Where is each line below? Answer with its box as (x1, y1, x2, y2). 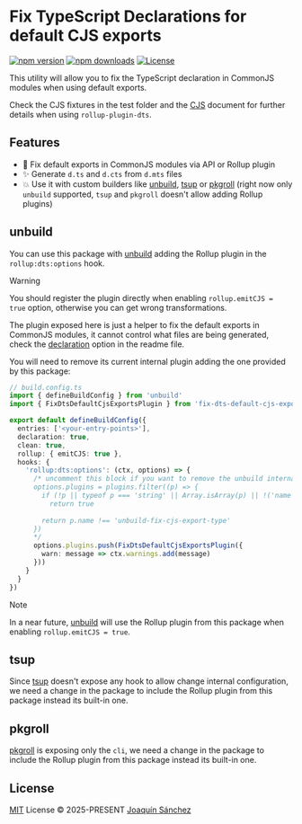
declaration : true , (17, 432, 91, 441)
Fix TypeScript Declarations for (9, 6, 247, 27)
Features (9, 135, 60, 150)
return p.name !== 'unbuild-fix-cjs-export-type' (41, 516, 231, 525)
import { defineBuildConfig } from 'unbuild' (9, 391, 182, 401)
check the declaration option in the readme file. (9, 339, 185, 350)
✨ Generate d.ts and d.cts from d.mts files (22, 168, 182, 179)
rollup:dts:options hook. (9, 258, 105, 269)
